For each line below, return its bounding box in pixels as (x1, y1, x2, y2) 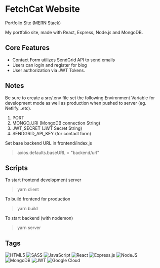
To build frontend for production (5, 196, 71, 202)
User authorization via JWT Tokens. (12, 67, 85, 73)
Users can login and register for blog (12, 62, 87, 68)
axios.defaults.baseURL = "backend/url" (17, 150, 100, 155)
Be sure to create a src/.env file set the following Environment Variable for (5, 95, 155, 101)
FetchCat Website (5, 3, 80, 15)
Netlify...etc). (5, 105, 32, 111)
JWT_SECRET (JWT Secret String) (12, 125, 82, 131)
